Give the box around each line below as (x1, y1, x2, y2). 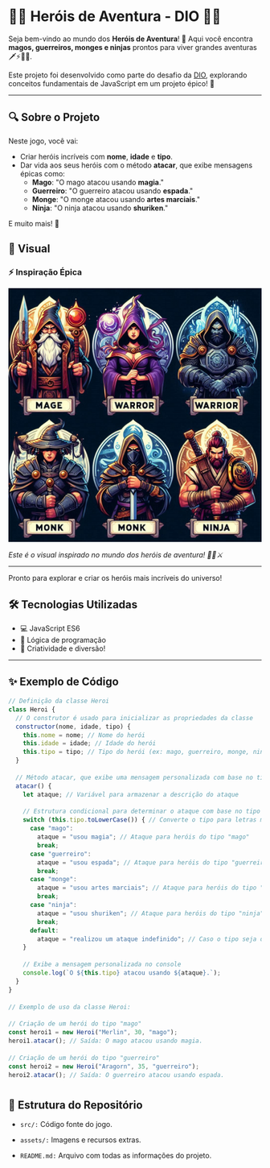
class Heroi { (8, 705, 56, 714)
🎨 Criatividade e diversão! (19, 644, 106, 653)
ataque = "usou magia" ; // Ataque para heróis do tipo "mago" (37, 833, 250, 841)
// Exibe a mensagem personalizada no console (22, 960, 182, 969)
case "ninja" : (29, 901, 78, 909)
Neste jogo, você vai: (8, 136, 79, 146)
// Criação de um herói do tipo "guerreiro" (8, 1054, 160, 1062)
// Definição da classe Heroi (8, 697, 110, 706)
